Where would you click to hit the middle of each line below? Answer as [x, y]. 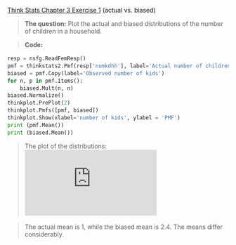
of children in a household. [63, 31]
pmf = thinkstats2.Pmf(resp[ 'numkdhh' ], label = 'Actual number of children [119, 66]
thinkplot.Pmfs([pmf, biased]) [53, 111]
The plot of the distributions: [66, 146]
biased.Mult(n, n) [47, 88]
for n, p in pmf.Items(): [45, 81]
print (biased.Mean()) [40, 133]
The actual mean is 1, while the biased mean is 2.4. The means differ [124, 227]
